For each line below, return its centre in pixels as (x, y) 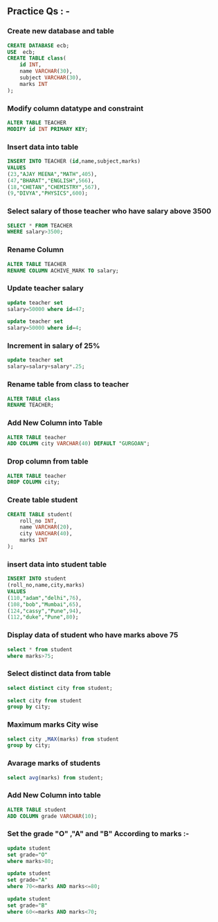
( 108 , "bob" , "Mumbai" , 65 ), (44, 604)
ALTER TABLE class (34, 399)
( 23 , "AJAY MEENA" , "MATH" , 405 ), (52, 174)
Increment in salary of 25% (54, 346)
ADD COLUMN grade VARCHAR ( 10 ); (52, 816)
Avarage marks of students (54, 763)
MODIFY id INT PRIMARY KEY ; (48, 129)
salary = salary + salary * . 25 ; (46, 366)
